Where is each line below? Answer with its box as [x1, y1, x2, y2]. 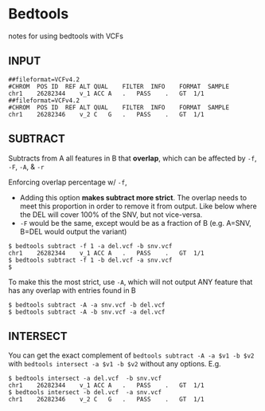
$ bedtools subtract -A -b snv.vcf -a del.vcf [8, 308, 166, 316]
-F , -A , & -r [8, 161, 45, 172]
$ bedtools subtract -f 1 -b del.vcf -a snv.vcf [8, 256, 173, 264]
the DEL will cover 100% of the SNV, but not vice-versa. [19, 209, 203, 219]
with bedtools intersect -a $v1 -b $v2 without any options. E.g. [8, 359, 221, 369]
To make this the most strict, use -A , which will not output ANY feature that [8, 277, 253, 287]
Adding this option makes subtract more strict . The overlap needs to [19, 192, 247, 202]
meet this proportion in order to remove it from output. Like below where [19, 201, 257, 211]
